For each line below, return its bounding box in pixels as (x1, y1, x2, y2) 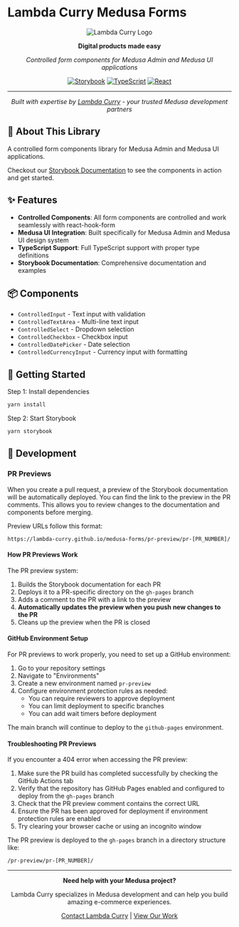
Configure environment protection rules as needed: (17, 687, 169, 695)
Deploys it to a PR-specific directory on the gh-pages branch (17, 587, 194, 596)
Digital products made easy (78, 41, 161, 50)
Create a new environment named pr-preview (17, 679, 152, 688)
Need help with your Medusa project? (63, 876, 176, 885)
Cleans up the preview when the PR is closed (17, 618, 151, 626)
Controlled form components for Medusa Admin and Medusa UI (26, 55, 213, 64)
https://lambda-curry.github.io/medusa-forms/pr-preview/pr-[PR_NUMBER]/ (7, 535, 231, 542)
